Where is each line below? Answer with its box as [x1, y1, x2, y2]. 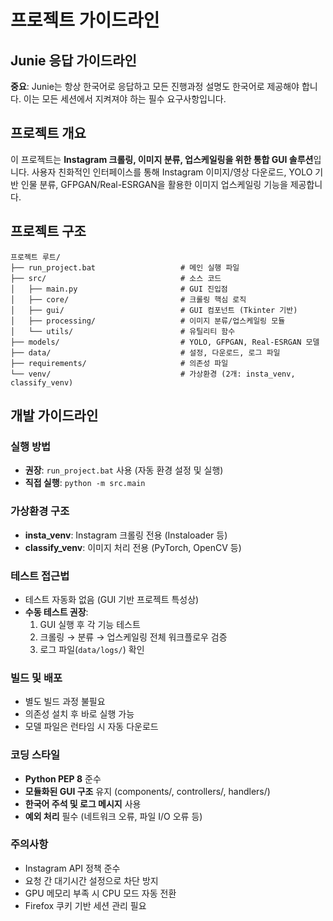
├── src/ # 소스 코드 [10, 273, 222, 283]
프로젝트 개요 [10, 125, 87, 142]
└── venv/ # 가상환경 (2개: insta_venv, [10, 369, 296, 379]
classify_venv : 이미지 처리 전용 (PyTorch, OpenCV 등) [24, 541, 242, 553]
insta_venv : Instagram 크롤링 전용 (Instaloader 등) [24, 529, 228, 541]
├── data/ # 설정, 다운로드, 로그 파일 [10, 347, 281, 358]
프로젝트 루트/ [10, 252, 61, 262]
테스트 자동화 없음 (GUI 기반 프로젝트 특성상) [24, 593, 200, 605]
